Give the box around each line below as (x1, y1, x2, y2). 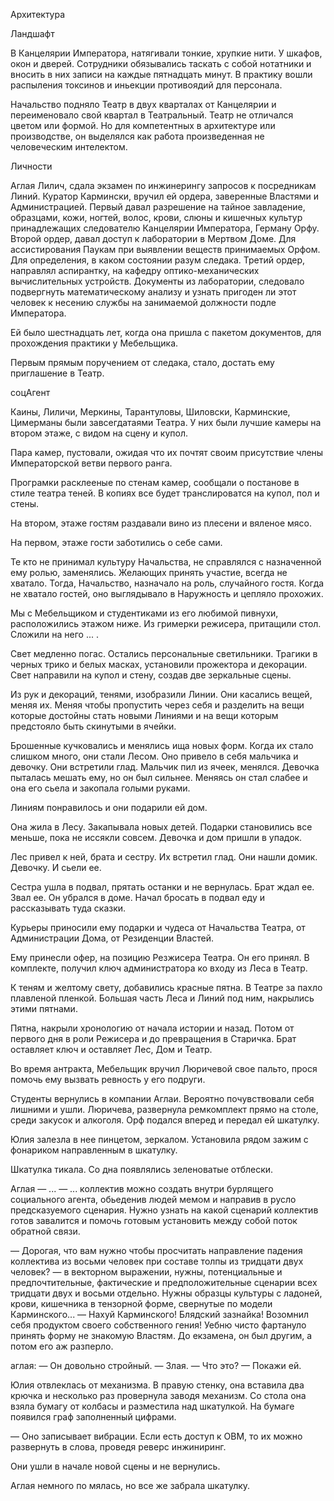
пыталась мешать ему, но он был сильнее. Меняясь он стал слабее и (10, 772, 308, 783)
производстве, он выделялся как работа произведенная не (10, 130, 265, 142)
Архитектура (10, 9, 66, 20)
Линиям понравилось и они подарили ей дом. (10, 802, 208, 813)
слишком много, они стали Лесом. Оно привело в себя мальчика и (10, 750, 299, 762)
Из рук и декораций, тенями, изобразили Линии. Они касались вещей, (10, 689, 313, 700)
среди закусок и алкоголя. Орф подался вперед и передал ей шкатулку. (10, 1114, 320, 1126)
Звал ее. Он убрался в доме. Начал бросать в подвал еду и (10, 892, 265, 903)
